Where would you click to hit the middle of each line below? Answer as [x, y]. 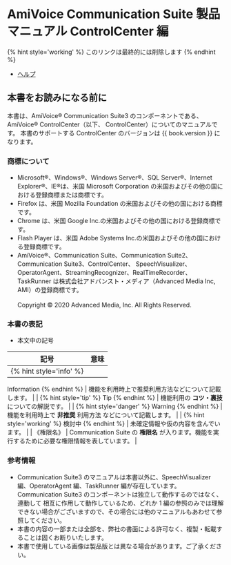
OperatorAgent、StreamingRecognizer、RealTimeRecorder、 [104, 273]
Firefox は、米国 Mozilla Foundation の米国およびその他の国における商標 [120, 204]
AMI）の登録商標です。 [50, 290]
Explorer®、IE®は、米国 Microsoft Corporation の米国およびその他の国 [117, 186]
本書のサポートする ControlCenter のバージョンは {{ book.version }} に [120, 133]
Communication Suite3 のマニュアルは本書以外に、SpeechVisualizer [114, 477]
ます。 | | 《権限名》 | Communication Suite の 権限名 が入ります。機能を [110, 432]
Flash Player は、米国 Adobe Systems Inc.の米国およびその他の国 [110, 238]
